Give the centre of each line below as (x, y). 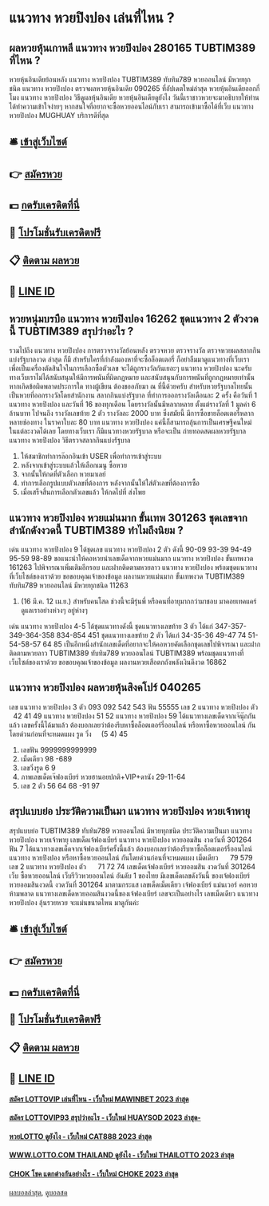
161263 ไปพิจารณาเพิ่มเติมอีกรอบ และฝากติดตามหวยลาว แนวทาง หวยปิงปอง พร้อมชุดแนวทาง (133, 567)
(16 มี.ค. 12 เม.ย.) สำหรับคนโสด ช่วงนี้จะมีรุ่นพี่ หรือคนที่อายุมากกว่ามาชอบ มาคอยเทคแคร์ (138, 601)
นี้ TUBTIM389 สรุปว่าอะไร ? (71, 331)
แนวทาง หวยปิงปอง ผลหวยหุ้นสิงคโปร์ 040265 (105, 688)
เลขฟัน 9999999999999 (59, 749)
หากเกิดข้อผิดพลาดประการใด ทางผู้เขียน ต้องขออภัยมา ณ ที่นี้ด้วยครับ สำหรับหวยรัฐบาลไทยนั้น (131, 386)
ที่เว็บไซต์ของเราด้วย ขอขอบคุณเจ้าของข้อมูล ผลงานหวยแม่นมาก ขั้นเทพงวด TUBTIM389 (127, 576)
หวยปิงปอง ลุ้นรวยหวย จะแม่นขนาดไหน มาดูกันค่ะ (74, 902)
